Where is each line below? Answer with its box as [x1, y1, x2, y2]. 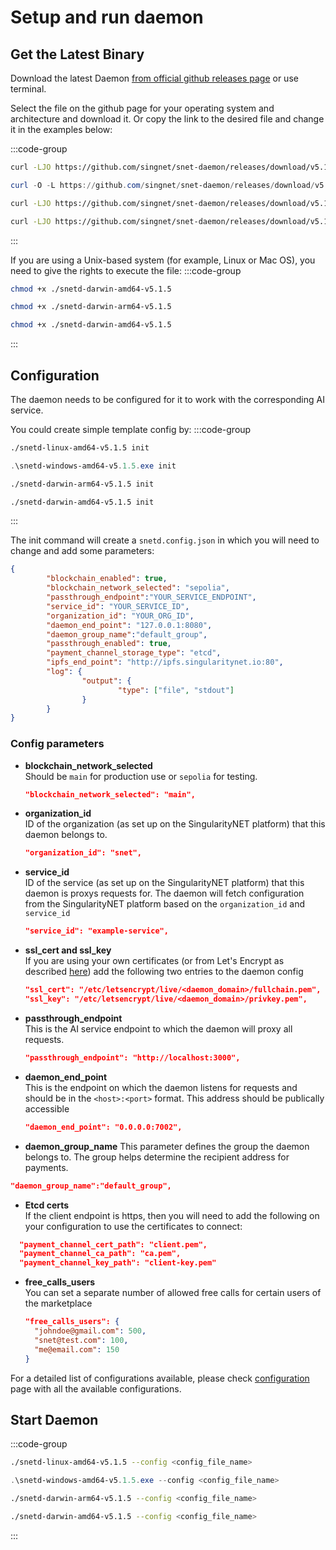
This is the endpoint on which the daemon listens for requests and [24, 1081, 298, 1093]
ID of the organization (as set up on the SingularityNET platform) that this [24, 818, 326, 830]
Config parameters [10, 737, 105, 751]
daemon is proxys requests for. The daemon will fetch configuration [24, 887, 305, 900]
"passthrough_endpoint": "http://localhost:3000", [24, 1052, 241, 1063]
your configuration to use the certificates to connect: [24, 1220, 243, 1232]
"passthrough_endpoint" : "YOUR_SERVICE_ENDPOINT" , [46, 592, 257, 603]
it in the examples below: [10, 124, 113, 135]
